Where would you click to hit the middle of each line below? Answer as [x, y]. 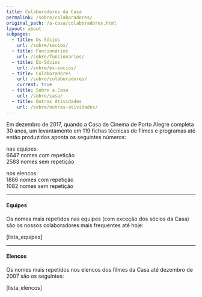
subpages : [19, 34]
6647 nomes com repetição [41, 155]
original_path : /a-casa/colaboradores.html [62, 23]
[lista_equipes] [24, 237]
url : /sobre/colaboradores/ [52, 79]
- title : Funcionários [40, 51]
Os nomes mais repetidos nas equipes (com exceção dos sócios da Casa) [98, 219]
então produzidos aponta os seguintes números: [66, 137]
